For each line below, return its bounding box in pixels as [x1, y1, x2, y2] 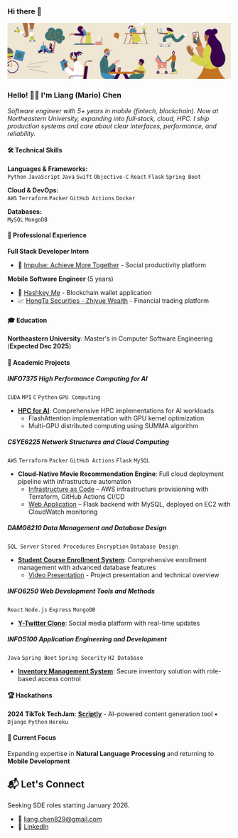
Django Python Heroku [7, 718, 69, 725]
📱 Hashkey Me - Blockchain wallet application [17, 289, 152, 296]
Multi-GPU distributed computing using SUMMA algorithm [28, 421, 199, 430]
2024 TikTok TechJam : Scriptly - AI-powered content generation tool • [7, 709, 218, 718]
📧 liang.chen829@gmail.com [17, 814, 102, 823]
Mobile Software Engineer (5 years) [7, 274, 114, 283]
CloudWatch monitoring [28, 507, 98, 516]
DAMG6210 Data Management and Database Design [7, 524, 167, 532]
